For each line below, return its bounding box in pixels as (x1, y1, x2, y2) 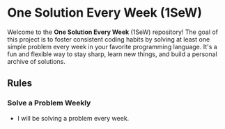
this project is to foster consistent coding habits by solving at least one (7, 35, 210, 43)
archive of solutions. (7, 57, 66, 65)
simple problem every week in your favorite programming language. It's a (7, 42, 217, 51)
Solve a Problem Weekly (7, 98, 91, 108)
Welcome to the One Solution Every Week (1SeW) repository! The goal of (7, 28, 218, 36)
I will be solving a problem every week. (17, 114, 130, 122)
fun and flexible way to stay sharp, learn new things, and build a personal (7, 50, 217, 58)
